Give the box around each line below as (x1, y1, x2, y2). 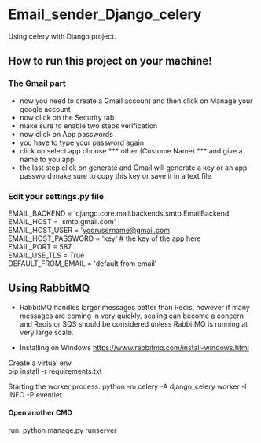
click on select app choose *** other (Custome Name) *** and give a (19, 146, 243, 155)
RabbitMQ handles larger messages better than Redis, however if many (19, 302, 250, 312)
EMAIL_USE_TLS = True (8, 250, 85, 260)
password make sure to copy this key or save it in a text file (19, 171, 212, 180)
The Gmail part (8, 78, 67, 89)
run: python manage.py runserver (8, 425, 117, 434)
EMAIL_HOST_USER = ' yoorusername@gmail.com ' (8, 225, 172, 234)
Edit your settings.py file (8, 190, 105, 201)
